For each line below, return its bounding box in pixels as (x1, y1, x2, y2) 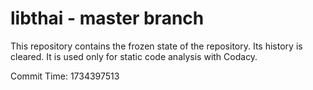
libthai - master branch (10, 7, 205, 30)
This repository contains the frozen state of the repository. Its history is (10, 40, 303, 52)
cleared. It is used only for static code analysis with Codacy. (10, 50, 258, 62)
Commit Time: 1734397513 (10, 70, 120, 82)
